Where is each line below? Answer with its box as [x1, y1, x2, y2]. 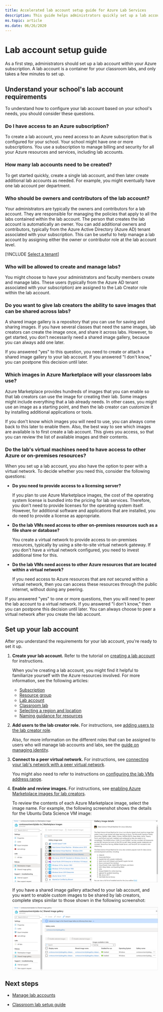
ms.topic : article [5, 18, 42, 23]
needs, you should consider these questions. [5, 111, 95, 116]
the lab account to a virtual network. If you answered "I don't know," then [5, 601, 151, 607]
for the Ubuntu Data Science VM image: [12, 810, 92, 816]
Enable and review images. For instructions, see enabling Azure [12, 786, 141, 791]
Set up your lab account [5, 626, 79, 634]
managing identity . [12, 747, 49, 753]
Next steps [5, 980, 39, 988]
